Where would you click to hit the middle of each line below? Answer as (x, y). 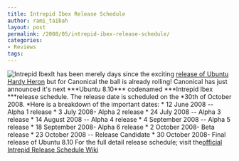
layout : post (27, 27)
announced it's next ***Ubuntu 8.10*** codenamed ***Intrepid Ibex (110, 89)
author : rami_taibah (38, 21)
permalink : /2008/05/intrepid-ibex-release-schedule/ (89, 34)
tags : (15, 54)
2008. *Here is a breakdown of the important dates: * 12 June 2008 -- (111, 104)
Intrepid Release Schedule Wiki (53, 150)
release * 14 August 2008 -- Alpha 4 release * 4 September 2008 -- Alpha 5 (119, 119)
